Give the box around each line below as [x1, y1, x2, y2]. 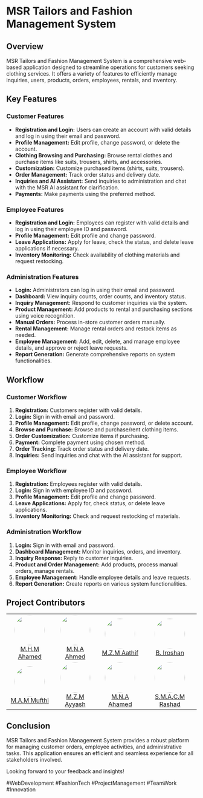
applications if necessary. [14, 244, 80, 252]
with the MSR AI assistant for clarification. [14, 183, 120, 191]
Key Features [6, 94, 57, 104]
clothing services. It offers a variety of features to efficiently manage [6, 70, 177, 77]
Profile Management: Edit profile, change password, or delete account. [14, 419, 193, 427]
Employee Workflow [6, 466, 67, 475]
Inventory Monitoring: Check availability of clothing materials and [14, 251, 180, 258]
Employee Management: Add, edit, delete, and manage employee [14, 338, 180, 345]
